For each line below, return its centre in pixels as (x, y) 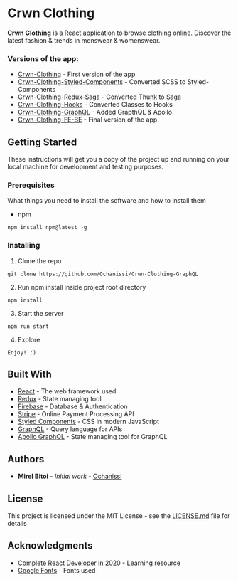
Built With (29, 375)
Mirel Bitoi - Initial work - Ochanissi (70, 476)
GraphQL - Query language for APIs (70, 429)
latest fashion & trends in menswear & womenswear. (84, 40)
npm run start (28, 326)
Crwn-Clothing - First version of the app (76, 74)
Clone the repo (39, 260)
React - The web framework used (67, 391)
